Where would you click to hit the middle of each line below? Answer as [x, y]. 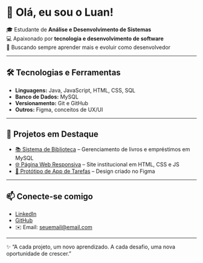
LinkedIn [26, 214]
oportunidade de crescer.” [39, 254]
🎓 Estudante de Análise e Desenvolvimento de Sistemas [79, 29]
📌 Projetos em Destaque [52, 135]
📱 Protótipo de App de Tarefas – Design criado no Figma [85, 171]
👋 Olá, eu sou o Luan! [60, 12]
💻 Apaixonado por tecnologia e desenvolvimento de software [85, 38]
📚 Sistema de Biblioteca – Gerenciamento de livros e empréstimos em [102, 149]
